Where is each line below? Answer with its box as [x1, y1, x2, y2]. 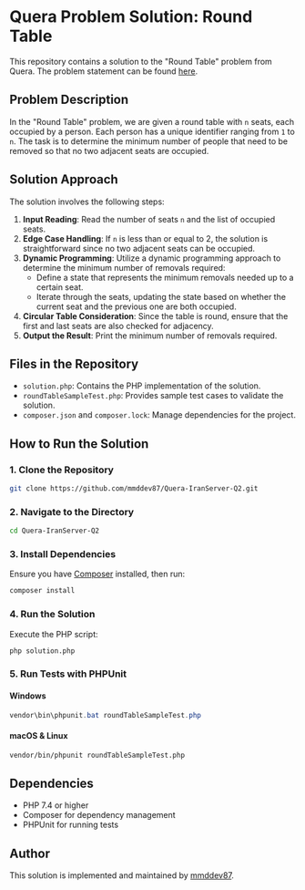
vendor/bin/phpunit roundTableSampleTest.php [9, 750, 185, 760]
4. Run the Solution [9, 608, 96, 621]
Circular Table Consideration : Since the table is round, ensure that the [22, 310, 289, 321]
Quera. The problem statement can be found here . [9, 66, 198, 77]
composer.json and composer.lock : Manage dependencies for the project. [22, 409, 296, 420]
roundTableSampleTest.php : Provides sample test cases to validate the [22, 390, 284, 401]
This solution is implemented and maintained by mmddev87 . [9, 870, 235, 881]
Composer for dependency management [22, 810, 176, 821]
